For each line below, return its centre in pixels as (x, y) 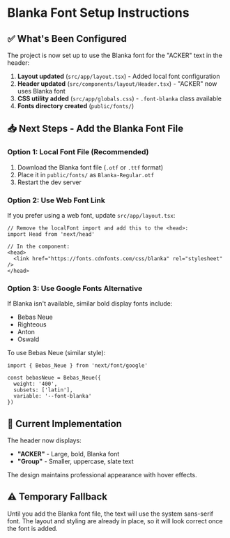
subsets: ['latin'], (43, 390)
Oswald (28, 339)
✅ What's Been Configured (67, 39)
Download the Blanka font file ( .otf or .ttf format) (90, 167)
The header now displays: (44, 440)
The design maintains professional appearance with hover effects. (102, 475)
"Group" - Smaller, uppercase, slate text (75, 461)
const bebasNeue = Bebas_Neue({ (54, 378)
